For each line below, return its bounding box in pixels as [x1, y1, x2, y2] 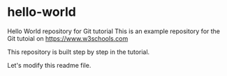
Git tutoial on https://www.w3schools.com [7, 34, 129, 42]
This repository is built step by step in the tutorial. [7, 48, 150, 56]
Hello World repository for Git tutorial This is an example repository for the [7, 27, 221, 35]
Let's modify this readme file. [7, 61, 91, 69]
